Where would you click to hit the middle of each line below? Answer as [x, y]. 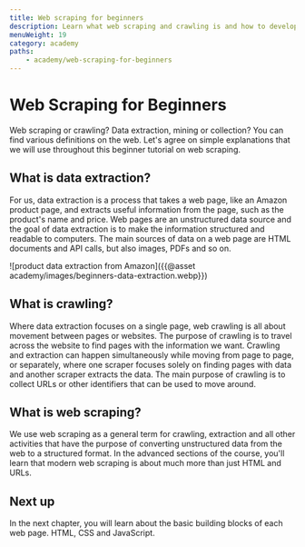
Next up [32, 501]
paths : [22, 52]
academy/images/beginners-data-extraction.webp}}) [108, 275]
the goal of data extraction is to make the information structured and [137, 229]
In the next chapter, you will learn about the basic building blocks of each [146, 523]
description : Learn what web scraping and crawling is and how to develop [154, 26]
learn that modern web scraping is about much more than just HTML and [145, 463]
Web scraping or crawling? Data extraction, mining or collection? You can [147, 130]
